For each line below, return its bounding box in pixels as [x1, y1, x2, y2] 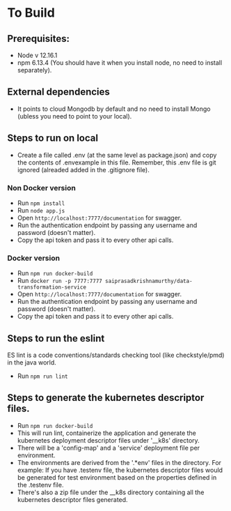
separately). [17, 66, 52, 74]
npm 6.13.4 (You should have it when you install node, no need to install [17, 59, 223, 67]
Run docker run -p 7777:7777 [17, 277, 102, 285]
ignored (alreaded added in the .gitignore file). [17, 165, 150, 174]
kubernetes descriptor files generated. [17, 495, 128, 503]
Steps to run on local [7, 132, 99, 144]
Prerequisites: [7, 33, 70, 45]
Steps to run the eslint [7, 333, 105, 344]
